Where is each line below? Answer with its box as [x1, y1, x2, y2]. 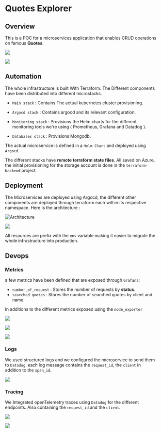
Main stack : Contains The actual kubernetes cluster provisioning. [12, 100, 144, 106]
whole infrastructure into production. [5, 238, 79, 243]
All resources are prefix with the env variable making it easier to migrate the [5, 232, 156, 238]
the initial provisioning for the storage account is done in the [5, 162, 125, 168]
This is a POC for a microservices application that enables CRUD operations [5, 35, 157, 41]
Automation [5, 72, 42, 80]
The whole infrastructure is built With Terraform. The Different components [5, 85, 155, 91]
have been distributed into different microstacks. [5, 90, 102, 96]
